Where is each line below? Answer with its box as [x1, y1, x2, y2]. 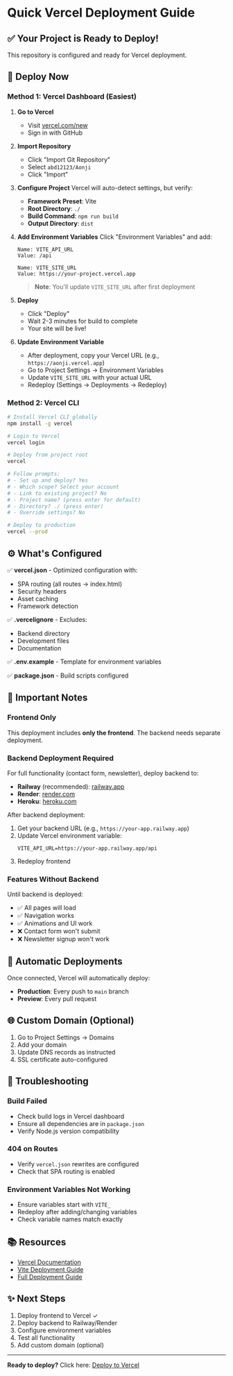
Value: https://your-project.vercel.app [17, 270, 136, 277]
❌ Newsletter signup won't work [17, 935, 110, 943]
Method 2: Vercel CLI [7, 398, 80, 408]
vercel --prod [7, 528, 49, 535]
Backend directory [17, 629, 71, 637]
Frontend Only [7, 713, 57, 723]
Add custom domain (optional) [17, 1341, 104, 1349]
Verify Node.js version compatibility [17, 1127, 120, 1135]
